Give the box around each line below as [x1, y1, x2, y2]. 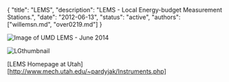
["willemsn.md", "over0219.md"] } [7, 20, 102, 28]
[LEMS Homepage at [7, 60, 66, 68]
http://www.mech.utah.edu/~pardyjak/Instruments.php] [9, 68, 166, 75]
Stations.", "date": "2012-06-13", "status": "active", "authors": [7, 13, 181, 21]
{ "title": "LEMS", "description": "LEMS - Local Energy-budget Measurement [7, 6, 222, 14]
